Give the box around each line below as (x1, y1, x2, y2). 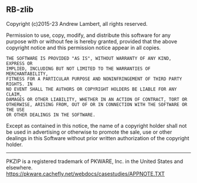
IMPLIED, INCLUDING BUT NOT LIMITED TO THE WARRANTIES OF (6, 66, 151, 72)
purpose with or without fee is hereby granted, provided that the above (6, 38, 178, 45)
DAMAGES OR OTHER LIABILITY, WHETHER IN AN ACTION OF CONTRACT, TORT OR (6, 96, 188, 102)
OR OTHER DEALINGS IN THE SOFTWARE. (6, 111, 96, 118)
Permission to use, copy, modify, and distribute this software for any (6, 32, 171, 39)
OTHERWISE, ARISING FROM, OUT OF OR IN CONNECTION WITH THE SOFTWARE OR (6, 101, 188, 107)
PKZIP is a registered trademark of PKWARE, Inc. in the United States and (6, 158, 184, 165)
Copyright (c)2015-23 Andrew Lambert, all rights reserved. (6, 20, 148, 27)
